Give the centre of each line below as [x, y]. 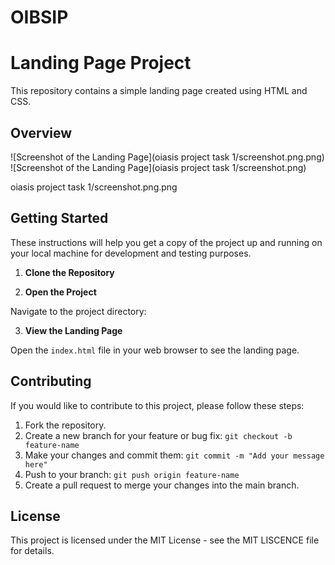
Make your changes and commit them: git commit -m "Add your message [174, 455]
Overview [41, 132]
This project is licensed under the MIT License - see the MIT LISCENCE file [165, 540]
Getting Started [59, 218]
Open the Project [60, 292]
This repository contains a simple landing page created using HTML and [159, 91]
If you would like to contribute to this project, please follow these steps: [157, 405]
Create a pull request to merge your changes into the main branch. [162, 485]
